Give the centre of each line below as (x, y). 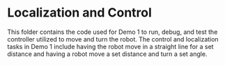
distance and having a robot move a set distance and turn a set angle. (107, 54)
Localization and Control (79, 13)
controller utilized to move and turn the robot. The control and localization (113, 39)
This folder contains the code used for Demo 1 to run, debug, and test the (113, 32)
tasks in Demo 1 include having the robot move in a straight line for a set (110, 46)
